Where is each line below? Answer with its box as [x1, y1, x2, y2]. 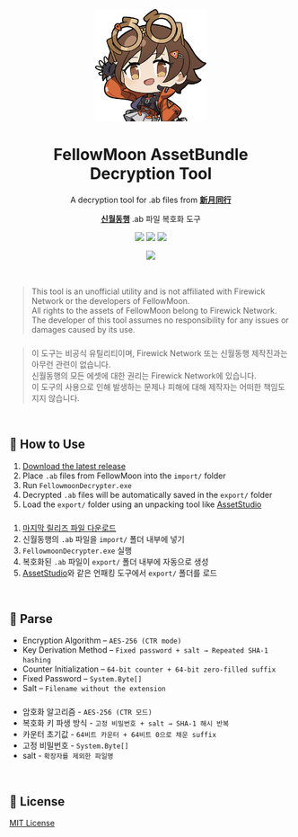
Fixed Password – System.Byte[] [22, 673, 143, 684]
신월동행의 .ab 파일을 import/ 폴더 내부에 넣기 [22, 533, 186, 544]
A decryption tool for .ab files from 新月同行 [70, 194, 232, 205]
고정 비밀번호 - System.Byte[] [22, 740, 129, 751]
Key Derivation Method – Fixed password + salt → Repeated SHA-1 [22, 645, 269, 655]
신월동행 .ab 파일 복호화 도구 [101, 213, 201, 224]
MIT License [9, 818, 56, 829]
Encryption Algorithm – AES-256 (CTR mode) [22, 635, 182, 646]
